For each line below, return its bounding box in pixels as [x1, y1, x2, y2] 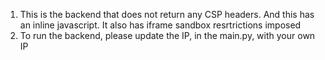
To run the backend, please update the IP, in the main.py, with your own [19, 30, 316, 41]
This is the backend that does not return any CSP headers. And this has [19, 9, 315, 20]
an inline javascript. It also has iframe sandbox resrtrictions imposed [19, 19, 302, 31]
